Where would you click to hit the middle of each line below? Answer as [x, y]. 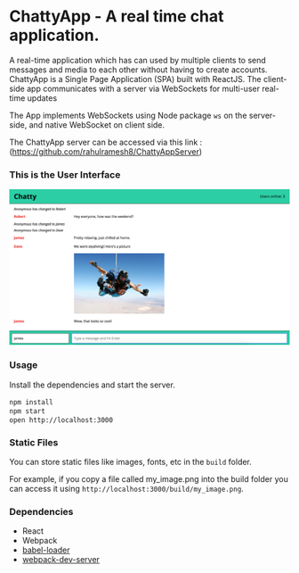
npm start [28, 411]
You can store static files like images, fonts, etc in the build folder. [130, 461]
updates [42, 98]
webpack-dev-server [61, 560]
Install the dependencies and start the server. [92, 385]
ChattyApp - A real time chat [117, 17]
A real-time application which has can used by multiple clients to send [138, 60]
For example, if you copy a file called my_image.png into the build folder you [149, 478]
